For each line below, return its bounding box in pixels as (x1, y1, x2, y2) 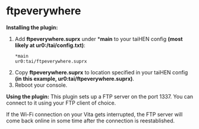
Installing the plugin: (6, 24, 58, 31)
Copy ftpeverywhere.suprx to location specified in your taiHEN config (14, 68, 188, 75)
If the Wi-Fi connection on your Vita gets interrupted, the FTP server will (6, 111, 183, 118)
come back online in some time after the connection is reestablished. (6, 117, 175, 124)
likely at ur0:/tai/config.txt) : (14, 42, 86, 49)
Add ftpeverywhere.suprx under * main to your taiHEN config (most (14, 35, 183, 42)
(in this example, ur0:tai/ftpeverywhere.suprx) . (14, 75, 135, 82)
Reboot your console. (14, 81, 68, 89)
